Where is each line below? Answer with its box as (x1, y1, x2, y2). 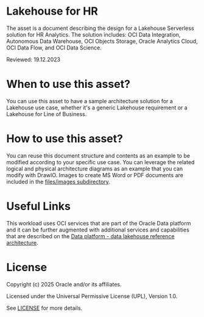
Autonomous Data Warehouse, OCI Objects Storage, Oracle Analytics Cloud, (6, 37, 198, 45)
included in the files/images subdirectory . (6, 178, 111, 185)
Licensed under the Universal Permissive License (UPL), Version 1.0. (6, 292, 178, 300)
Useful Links (6, 200, 71, 213)
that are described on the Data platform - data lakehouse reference (6, 232, 175, 239)
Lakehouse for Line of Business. (6, 110, 87, 117)
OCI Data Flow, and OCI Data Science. (6, 44, 102, 51)
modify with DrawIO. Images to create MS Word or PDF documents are (6, 171, 184, 178)
